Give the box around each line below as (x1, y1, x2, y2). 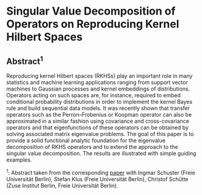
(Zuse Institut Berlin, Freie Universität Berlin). (6, 182, 118, 189)
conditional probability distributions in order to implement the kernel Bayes (6, 98, 193, 105)
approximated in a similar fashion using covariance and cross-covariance (6, 117, 190, 125)
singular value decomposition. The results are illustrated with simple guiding (6, 150, 197, 157)
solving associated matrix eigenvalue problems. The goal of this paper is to (6, 131, 194, 137)
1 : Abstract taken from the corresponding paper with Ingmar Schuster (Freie (6, 168, 195, 176)
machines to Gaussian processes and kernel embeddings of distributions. (6, 85, 190, 92)
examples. (6, 156, 32, 163)
